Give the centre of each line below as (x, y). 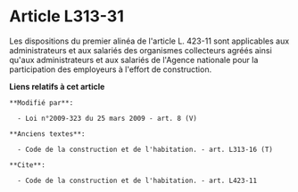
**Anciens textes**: (48, 134)
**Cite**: (28, 165)
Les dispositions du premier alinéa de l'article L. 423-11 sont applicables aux (149, 41)
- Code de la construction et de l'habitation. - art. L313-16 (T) (145, 149)
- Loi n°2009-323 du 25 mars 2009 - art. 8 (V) (108, 118)
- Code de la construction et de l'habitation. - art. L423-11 (137, 180)
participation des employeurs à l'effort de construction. (111, 69)
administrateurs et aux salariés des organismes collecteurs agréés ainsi (141, 50)
